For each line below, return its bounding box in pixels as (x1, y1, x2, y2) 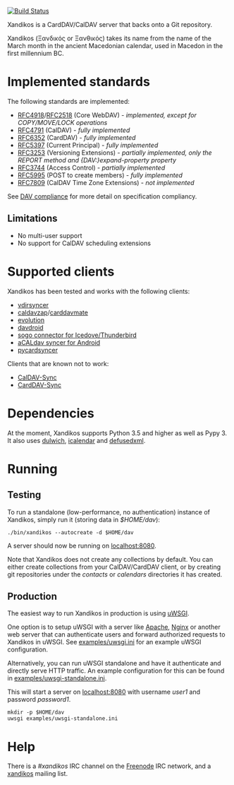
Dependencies (7, 405, 94, 421)
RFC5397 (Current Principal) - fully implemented (17, 141, 159, 149)
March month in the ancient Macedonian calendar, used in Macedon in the (7, 42, 223, 49)
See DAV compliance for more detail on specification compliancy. (7, 191, 197, 201)
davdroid (17, 323, 44, 331)
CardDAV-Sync (17, 380, 62, 389)
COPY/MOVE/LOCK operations (17, 118, 108, 126)
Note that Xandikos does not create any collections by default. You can (7, 555, 214, 563)
